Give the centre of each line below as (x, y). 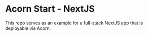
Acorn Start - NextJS (50, 9)
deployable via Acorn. (28, 28)
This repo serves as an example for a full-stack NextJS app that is (74, 23)
